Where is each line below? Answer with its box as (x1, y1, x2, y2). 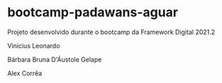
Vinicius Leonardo (7, 41, 60, 50)
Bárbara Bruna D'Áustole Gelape (7, 55, 102, 64)
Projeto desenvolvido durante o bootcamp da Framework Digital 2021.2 (7, 28, 216, 36)
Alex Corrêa (7, 69, 43, 77)
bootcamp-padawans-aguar (7, 4, 179, 21)
